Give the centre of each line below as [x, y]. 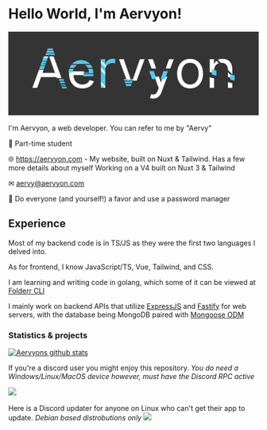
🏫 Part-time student [41, 143]
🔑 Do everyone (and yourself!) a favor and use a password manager [119, 198]
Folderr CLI [27, 291]
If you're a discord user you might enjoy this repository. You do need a [124, 368]
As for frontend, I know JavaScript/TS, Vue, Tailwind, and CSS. [111, 267]
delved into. [27, 251]
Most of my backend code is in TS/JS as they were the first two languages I [132, 243]
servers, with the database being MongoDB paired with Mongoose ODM [126, 315]
